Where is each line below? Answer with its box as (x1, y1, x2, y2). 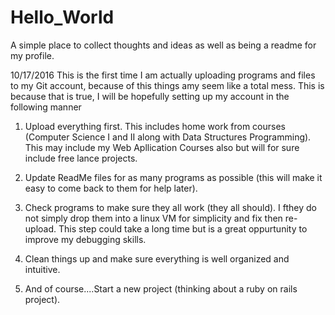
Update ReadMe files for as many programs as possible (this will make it (24, 171, 323, 183)
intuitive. (24, 263, 61, 275)
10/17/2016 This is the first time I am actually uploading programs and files (10, 69, 316, 81)
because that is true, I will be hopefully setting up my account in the (10, 90, 290, 102)
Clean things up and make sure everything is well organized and (24, 252, 290, 265)
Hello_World (10, 6, 115, 29)
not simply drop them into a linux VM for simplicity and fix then (24, 212, 283, 224)
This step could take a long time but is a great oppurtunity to (58, 222, 308, 235)
